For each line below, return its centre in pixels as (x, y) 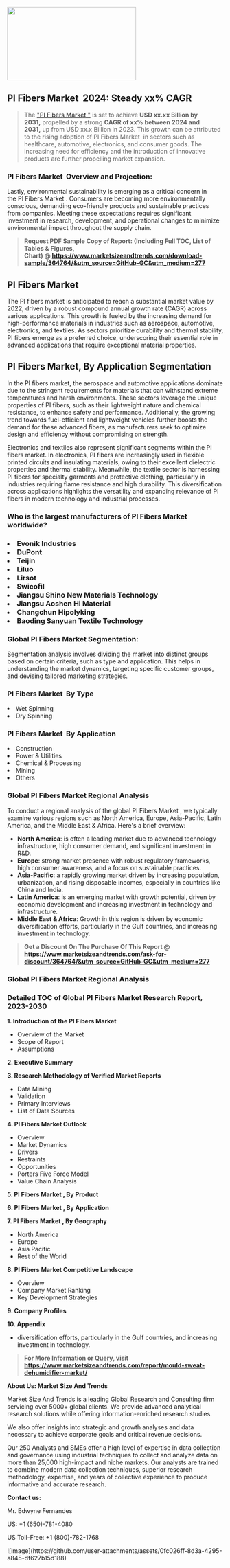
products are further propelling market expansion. (94, 159)
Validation (31, 1096)
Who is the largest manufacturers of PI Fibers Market (97, 516)
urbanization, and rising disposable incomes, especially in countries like (119, 882)
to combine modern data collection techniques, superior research (100, 1469)
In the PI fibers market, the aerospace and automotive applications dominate (115, 383)
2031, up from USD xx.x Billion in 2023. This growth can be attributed (122, 129)
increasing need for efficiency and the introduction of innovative (115, 151)
